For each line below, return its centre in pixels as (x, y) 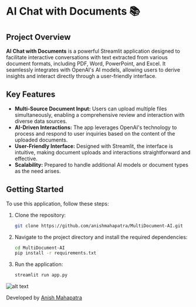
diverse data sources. (41, 121)
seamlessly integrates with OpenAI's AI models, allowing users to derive (93, 70)
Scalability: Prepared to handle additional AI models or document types (102, 164)
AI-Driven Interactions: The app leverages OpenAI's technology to (96, 127)
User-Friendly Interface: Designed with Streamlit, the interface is (94, 146)
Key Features (31, 95)
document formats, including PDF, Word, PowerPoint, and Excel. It (86, 63)
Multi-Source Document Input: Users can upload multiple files (91, 109)
